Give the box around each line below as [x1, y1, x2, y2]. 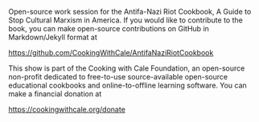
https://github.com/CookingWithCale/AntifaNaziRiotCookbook [8, 48, 214, 57]
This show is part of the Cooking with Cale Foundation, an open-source [8, 63, 245, 73]
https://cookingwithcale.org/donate [8, 104, 126, 114]
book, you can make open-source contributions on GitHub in [8, 24, 209, 33]
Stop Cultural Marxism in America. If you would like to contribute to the [8, 15, 243, 25]
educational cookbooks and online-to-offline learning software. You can [8, 80, 247, 90]
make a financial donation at [8, 89, 102, 99]
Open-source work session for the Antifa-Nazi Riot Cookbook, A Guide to [8, 7, 252, 16]
